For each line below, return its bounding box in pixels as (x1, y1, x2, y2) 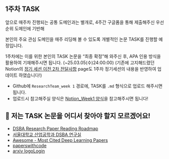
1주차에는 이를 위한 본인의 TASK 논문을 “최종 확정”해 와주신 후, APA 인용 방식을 (5, 53, 161, 59)
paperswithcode (12, 142, 47, 148)
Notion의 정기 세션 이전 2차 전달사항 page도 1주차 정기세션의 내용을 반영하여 (5, 66, 156, 72)
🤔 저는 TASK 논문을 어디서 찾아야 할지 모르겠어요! (5, 112, 150, 120)
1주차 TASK (5, 5, 40, 14)
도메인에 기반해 (14, 25, 44, 31)
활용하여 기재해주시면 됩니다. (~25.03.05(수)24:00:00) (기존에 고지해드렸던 (5, 60, 155, 66)
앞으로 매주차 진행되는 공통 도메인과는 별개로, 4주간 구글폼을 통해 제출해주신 (5, 19, 155, 25)
